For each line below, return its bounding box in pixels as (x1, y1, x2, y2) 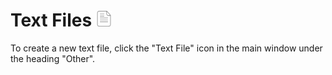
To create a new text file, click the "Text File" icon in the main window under (10, 42, 323, 54)
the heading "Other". (10, 52, 96, 64)
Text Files (10, 9, 93, 32)
